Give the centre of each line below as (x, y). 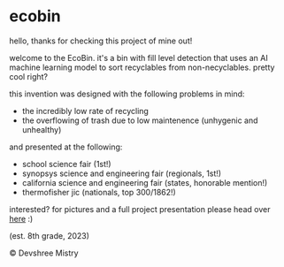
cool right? (29, 76)
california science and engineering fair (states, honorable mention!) (145, 182)
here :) (21, 218)
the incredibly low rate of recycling (85, 111)
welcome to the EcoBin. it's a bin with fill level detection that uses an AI (138, 57)
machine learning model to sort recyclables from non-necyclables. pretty (142, 67)
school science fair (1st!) (67, 164)
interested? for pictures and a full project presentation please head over (140, 209)
